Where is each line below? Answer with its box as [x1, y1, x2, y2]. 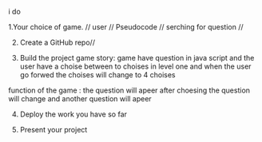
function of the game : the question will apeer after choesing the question [8, 85, 250, 95]
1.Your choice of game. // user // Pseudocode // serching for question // [8, 22, 244, 31]
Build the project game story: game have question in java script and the [19, 53, 255, 62]
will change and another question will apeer [8, 94, 152, 103]
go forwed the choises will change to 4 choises [19, 70, 176, 79]
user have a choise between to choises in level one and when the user [19, 61, 252, 71]
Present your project [19, 125, 88, 134]
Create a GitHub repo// [19, 37, 96, 47]
